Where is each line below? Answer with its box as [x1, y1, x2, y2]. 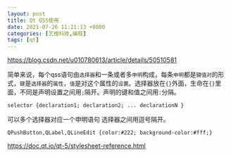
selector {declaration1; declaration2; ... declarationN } [7, 102, 185, 109]
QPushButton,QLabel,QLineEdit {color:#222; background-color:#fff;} [7, 130, 213, 137]
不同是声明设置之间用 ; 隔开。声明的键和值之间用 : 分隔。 [19, 88, 181, 96]
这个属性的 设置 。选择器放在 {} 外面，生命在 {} [87, 79, 216, 88]
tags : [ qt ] [7, 37, 39, 44]
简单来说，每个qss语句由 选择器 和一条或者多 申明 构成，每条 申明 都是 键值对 [7, 70, 213, 79]
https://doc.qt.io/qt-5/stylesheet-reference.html [7, 142, 146, 150]
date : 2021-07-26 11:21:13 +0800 [7, 23, 106, 30]
